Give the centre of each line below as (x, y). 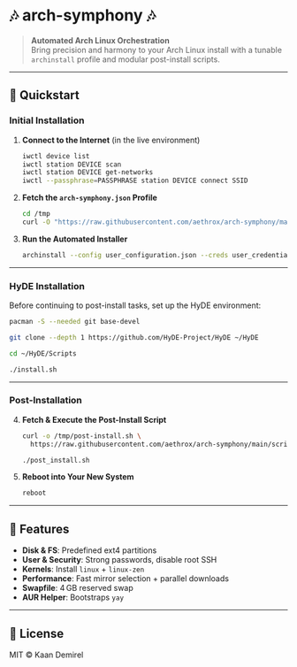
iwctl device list (56, 156)
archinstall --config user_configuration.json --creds (125, 255)
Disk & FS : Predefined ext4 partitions (89, 550)
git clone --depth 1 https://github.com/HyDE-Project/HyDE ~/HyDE (134, 337)
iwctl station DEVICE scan (72, 165)
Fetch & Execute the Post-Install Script (94, 419)
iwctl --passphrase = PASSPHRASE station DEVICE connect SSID (135, 181)
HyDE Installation (47, 286)
